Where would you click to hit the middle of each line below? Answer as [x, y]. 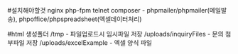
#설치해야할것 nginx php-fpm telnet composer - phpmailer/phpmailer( [108, 10]
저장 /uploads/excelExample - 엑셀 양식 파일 [89, 43]
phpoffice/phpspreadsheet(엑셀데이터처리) [80, 19]
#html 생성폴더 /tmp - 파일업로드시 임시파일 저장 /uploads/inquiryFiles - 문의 [115, 34]
